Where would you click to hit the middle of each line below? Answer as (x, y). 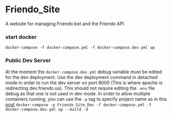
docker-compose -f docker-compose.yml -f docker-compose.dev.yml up (80, 48)
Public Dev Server (28, 61)
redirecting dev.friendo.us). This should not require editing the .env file (80, 88)
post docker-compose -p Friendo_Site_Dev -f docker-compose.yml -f (79, 104)
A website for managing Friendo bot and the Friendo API (65, 24)
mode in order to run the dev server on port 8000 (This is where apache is (84, 83)
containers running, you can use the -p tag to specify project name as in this (86, 99)
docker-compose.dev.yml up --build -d (47, 109)
